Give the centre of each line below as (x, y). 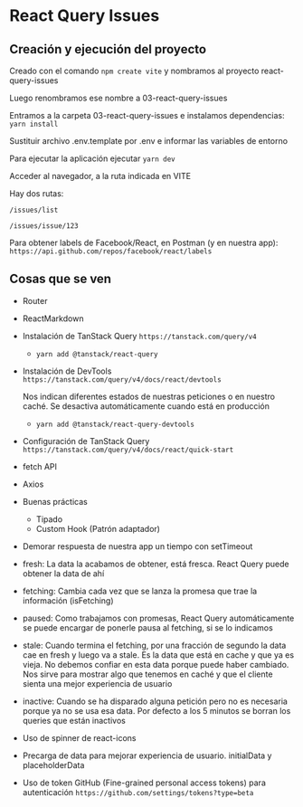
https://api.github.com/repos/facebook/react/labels (111, 252)
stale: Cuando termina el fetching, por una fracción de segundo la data (154, 645)
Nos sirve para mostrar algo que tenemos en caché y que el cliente (147, 674)
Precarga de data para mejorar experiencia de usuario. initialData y (147, 755)
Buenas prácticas (55, 501)
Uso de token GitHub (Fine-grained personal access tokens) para (144, 783)
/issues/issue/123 (44, 226)
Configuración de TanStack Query (86, 441)
